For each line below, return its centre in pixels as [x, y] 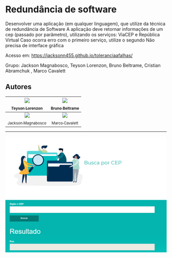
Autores [18, 87]
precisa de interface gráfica [35, 45]
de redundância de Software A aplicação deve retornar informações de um [84, 29]
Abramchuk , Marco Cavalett [35, 71]
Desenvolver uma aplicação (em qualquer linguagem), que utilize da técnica [85, 24]
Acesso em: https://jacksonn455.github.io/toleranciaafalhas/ [69, 55]
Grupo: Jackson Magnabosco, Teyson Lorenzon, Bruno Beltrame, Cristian [83, 65]
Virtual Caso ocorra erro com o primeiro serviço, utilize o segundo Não [80, 40]
